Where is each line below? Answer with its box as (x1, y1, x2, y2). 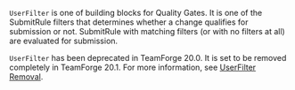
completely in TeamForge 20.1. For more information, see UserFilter (9, 62, 257, 72)
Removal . (9, 71, 44, 82)
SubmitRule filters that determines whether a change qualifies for (9, 17, 249, 27)
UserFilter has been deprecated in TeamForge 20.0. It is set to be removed (9, 53, 287, 63)
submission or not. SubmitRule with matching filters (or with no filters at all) (9, 26, 285, 36)
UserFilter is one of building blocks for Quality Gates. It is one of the (9, 8, 263, 18)
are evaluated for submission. (9, 35, 119, 46)
